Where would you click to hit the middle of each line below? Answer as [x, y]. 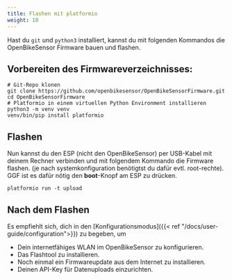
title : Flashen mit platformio [52, 14]
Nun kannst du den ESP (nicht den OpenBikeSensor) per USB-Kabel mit [110, 154]
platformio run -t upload [44, 188]
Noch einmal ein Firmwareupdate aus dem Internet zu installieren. [111, 262]
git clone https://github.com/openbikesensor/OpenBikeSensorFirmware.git [116, 91]
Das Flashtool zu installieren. [58, 254]
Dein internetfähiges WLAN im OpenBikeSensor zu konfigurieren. [110, 247]
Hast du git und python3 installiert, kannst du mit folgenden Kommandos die [116, 40]
